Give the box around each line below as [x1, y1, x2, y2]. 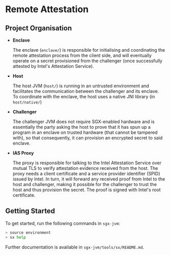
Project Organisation [5, 24, 72, 32]
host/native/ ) [12, 99, 42, 105]
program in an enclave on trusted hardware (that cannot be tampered [12, 129, 158, 135]
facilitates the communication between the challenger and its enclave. [12, 88, 159, 94]
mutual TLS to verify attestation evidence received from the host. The [12, 165, 158, 171]
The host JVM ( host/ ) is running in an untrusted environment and [12, 83, 149, 89]
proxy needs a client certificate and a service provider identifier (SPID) [12, 171, 160, 176]
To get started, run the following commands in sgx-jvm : [5, 220, 120, 226]
